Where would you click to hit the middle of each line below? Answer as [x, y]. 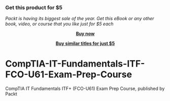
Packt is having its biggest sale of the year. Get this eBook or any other [80, 19]
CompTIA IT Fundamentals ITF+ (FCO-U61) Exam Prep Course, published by [85, 89]
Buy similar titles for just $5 [85, 43]
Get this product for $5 [34, 8]
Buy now [85, 34]
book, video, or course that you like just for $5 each [59, 24]
